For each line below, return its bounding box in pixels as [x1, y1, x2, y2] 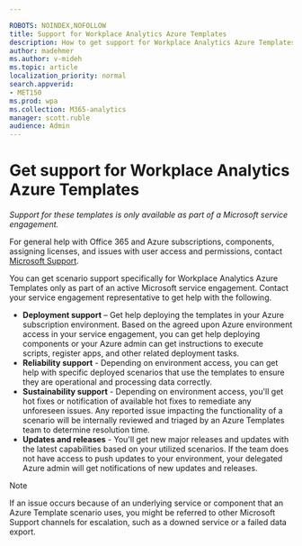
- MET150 [9, 87, 42, 97]
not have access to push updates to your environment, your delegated [22, 453, 283, 464]
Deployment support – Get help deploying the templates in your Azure [22, 310, 285, 321]
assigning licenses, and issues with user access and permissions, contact [9, 246, 283, 257]
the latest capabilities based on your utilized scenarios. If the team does [22, 443, 289, 455]
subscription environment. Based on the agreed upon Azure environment [22, 319, 293, 330]
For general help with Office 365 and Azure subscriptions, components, [9, 236, 275, 248]
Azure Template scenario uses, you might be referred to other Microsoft [9, 507, 276, 518]
